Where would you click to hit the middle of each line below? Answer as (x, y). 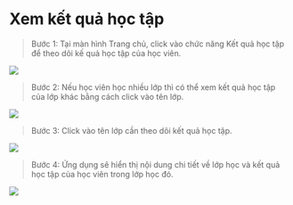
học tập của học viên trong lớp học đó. (102, 174)
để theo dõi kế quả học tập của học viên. (106, 53)
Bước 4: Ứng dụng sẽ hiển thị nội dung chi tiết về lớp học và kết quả (155, 164)
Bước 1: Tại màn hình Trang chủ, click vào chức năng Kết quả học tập (158, 44)
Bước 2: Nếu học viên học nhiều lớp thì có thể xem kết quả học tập (153, 87)
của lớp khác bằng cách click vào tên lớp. (107, 96)
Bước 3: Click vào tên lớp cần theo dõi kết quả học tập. (132, 130)
